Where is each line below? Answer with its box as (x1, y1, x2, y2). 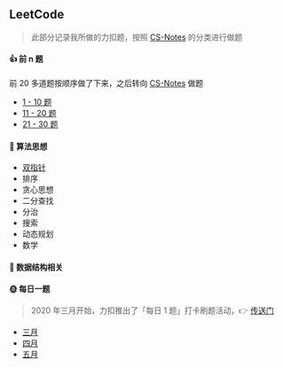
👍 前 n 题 (9, 53, 43, 65)
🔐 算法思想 (9, 141, 48, 152)
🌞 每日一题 (9, 284, 51, 294)
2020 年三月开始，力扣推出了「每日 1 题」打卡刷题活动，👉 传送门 (30, 305, 275, 316)
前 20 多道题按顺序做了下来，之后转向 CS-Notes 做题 (9, 78, 204, 89)
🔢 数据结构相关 (9, 262, 64, 272)
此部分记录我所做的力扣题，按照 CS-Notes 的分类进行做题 (30, 31, 243, 43)
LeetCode (9, 7, 65, 22)
